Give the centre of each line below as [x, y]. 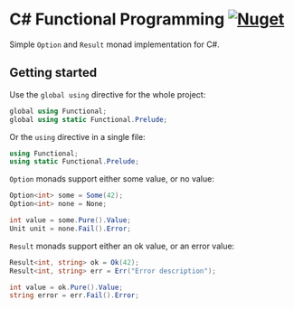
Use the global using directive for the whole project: [108, 94]
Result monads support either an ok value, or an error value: [122, 246]
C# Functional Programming [117, 19]
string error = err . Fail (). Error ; [75, 295]
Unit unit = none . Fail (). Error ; [70, 229]
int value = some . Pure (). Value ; [70, 220]
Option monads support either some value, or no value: [112, 179]
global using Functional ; [58, 111]
